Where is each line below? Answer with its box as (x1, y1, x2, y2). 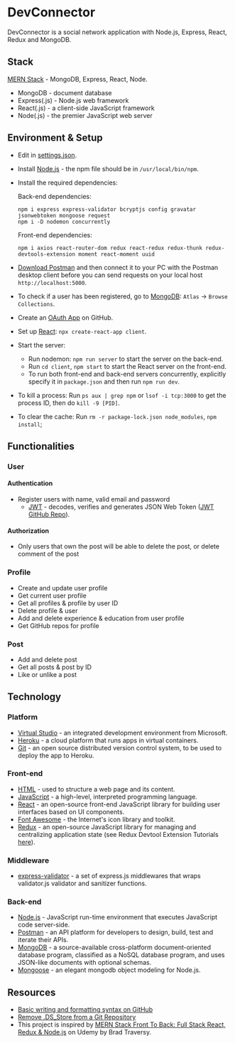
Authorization (7, 526, 50, 535)
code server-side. (17, 921, 70, 929)
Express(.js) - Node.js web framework (17, 96, 129, 104)
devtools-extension (17, 250, 76, 258)
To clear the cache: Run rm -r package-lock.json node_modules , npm (17, 412, 217, 421)
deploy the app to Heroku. (17, 751, 94, 760)
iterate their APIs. (17, 936, 69, 944)
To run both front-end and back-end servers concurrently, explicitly (28, 369, 226, 378)
